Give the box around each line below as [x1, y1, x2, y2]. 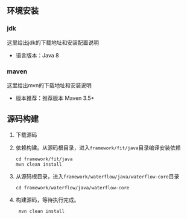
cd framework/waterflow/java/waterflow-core [15, 185, 130, 191]
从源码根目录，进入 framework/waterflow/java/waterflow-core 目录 [15, 172, 180, 180]
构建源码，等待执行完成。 [15, 196, 80, 203]
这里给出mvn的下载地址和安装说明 [7, 81, 92, 89]
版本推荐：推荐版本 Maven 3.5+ [15, 94, 95, 102]
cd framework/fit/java [15, 156, 73, 162]
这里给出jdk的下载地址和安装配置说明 [7, 39, 99, 46]
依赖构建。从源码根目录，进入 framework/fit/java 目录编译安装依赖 [15, 144, 181, 151]
